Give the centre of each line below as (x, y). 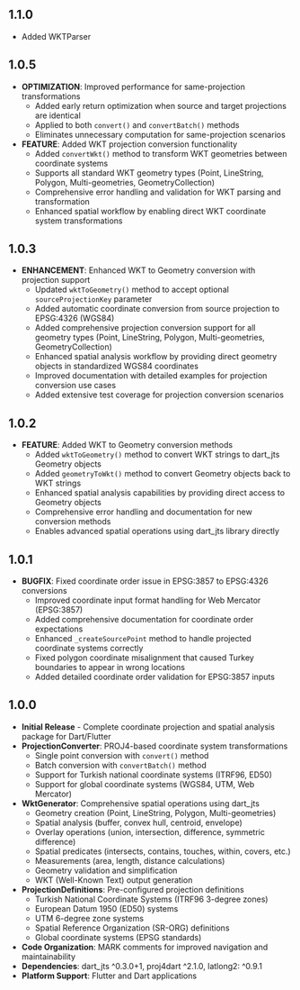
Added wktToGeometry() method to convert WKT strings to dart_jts (157, 455)
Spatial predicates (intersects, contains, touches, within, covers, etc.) (163, 851)
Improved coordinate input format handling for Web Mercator (148, 600)
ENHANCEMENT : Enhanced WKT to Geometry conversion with (138, 270)
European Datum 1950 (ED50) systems (106, 908)
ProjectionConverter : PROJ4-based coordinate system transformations (154, 746)
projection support (56, 280)
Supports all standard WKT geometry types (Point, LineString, (149, 173)
